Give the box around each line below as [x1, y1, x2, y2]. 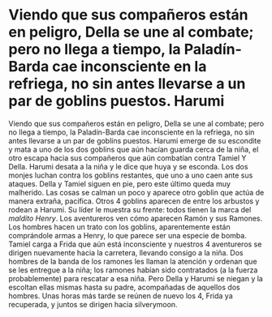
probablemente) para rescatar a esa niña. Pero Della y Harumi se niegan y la [8, 273, 264, 283]
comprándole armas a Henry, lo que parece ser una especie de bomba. [8, 230, 248, 240]
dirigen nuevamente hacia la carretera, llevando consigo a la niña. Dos [8, 247, 244, 257]
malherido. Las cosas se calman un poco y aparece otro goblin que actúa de [8, 187, 265, 197]
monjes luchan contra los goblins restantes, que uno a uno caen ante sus [8, 170, 253, 180]
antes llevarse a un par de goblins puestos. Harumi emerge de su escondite [8, 135, 261, 145]
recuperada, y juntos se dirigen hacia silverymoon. [8, 299, 178, 309]
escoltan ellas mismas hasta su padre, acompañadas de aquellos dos [8, 282, 241, 292]
